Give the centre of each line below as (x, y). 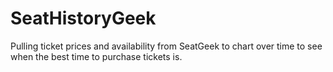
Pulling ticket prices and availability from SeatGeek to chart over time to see (166, 46)
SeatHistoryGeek (83, 18)
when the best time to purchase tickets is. (96, 56)
